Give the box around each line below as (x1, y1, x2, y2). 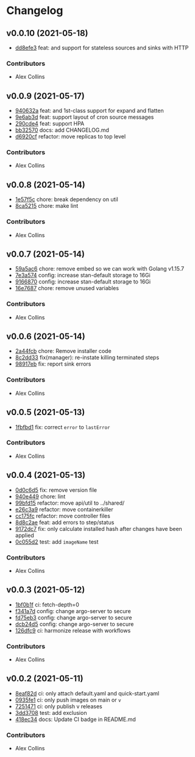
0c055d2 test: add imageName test (15, 538, 99, 546)
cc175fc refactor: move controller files (15, 512, 111, 519)
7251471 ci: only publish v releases (15, 702, 102, 710)
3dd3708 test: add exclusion (15, 709, 87, 716)
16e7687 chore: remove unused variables (15, 285, 119, 292)
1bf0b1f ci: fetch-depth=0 (15, 601, 79, 608)
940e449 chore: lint (15, 492, 66, 500)
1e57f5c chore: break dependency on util (15, 196, 119, 203)
